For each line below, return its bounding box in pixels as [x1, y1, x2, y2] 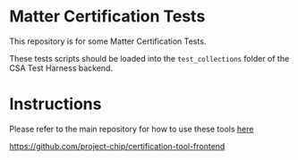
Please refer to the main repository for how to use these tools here [9, 123, 254, 134]
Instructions [9, 94, 102, 114]
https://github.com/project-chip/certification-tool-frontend [9, 140, 226, 151]
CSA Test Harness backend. [9, 63, 114, 73]
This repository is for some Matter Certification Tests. [9, 36, 207, 46]
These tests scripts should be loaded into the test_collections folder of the [9, 53, 290, 63]
